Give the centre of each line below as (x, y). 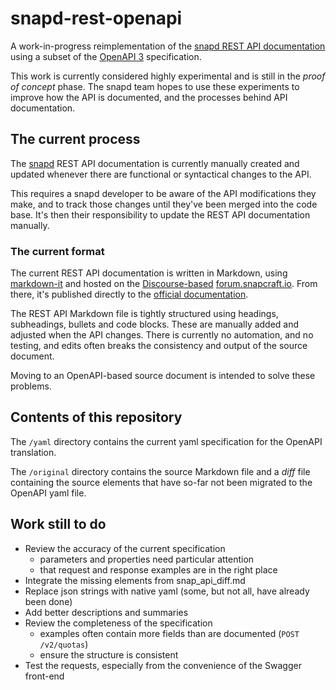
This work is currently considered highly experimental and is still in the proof (168, 76)
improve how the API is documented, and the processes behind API (149, 97)
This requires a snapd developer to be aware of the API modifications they (163, 193)
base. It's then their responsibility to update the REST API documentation (160, 214)
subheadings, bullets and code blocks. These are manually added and (155, 324)
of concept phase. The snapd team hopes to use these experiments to (155, 86)
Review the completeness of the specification (118, 623)
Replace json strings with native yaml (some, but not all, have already (167, 591)
